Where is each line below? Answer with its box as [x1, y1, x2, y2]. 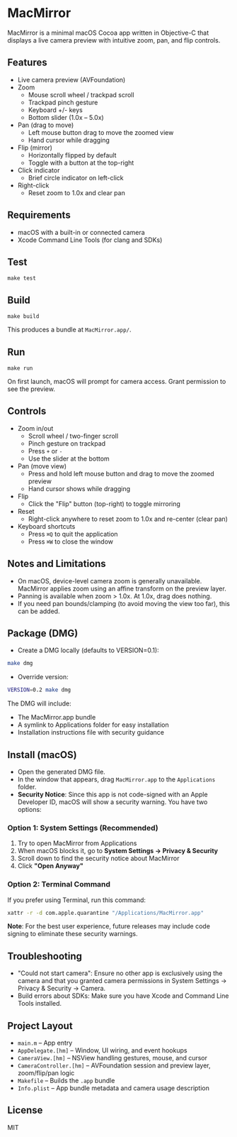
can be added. [17, 607, 60, 615]
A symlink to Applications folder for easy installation [17, 720, 169, 729]
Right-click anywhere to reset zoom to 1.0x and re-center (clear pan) [28, 515, 229, 523]
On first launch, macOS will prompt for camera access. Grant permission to [7, 378, 226, 385]
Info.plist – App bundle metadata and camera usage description [17, 1084, 210, 1092]
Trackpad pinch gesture [28, 98, 98, 106]
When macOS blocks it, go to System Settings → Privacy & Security [17, 847, 218, 855]
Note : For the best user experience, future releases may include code [7, 922, 211, 930]
